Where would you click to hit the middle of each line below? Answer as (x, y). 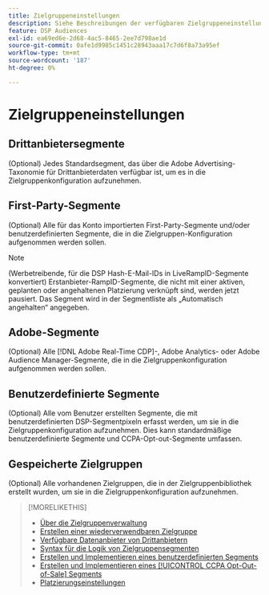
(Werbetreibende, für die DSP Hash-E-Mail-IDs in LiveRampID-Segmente (128, 273)
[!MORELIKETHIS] (57, 507)
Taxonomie (27, 172)
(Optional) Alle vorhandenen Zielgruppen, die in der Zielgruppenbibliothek (130, 483)
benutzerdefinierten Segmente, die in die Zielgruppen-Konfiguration (120, 233)
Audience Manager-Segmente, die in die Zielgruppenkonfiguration (118, 360)
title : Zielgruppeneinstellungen (64, 16)
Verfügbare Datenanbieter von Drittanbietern (114, 540)
